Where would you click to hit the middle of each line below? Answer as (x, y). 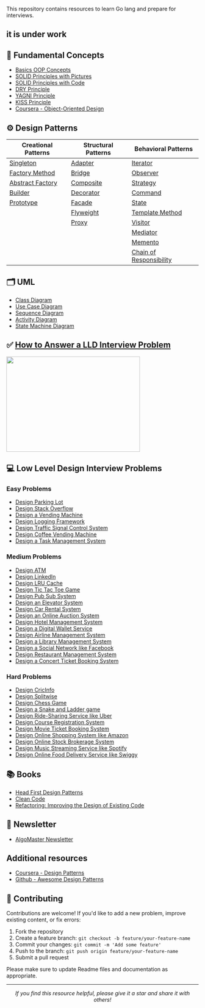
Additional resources (47, 858)
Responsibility (152, 260)
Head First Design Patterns (49, 792)
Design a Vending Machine (49, 515)
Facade (82, 202)
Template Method (157, 213)
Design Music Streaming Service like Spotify (71, 748)
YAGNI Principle (35, 96)
